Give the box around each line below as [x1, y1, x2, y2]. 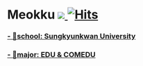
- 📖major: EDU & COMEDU [7, 50, 96, 60]
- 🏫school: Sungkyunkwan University [7, 32, 136, 41]
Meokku [7, 7, 56, 23]
